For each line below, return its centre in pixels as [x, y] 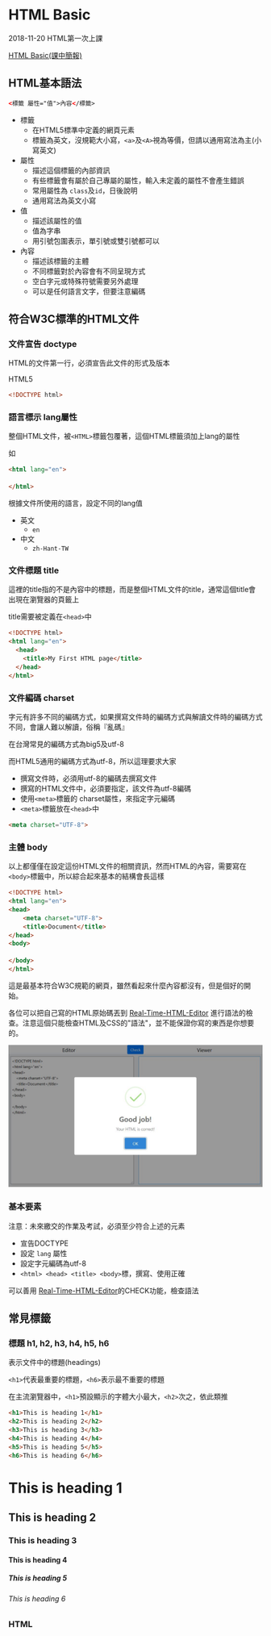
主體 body [28, 847]
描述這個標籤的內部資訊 [71, 170]
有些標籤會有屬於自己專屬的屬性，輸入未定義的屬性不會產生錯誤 [138, 180]
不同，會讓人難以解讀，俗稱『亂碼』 [69, 727]
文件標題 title [33, 570]
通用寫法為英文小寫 [64, 200]
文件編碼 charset [42, 698]
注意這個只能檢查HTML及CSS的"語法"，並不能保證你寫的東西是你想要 [138, 1023]
